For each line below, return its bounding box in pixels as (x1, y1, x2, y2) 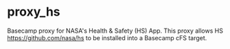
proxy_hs (7, 4, 60, 20)
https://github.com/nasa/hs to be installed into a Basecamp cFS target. (7, 33, 207, 42)
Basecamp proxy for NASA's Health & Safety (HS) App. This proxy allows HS (7, 27, 223, 35)
